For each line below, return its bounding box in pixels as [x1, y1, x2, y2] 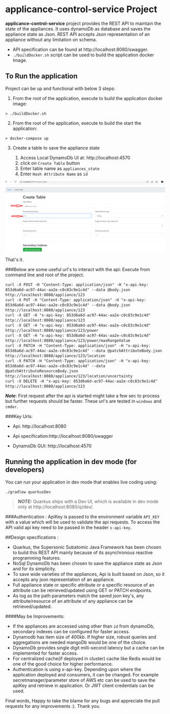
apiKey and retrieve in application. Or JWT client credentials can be [12, 682, 154, 689]
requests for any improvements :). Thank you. [5, 703, 100, 709]
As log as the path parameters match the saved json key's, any [12, 593, 144, 599]
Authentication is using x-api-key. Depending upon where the [12, 666, 142, 672]
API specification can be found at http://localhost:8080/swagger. [12, 46, 149, 52]
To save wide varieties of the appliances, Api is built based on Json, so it [12, 571, 165, 577]
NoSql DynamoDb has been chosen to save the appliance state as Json [12, 560, 162, 566]
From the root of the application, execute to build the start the [12, 120, 142, 126]
